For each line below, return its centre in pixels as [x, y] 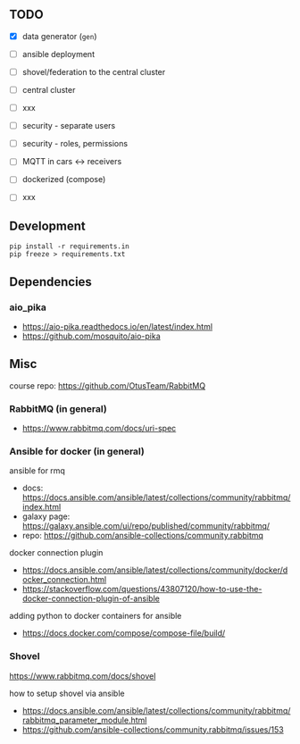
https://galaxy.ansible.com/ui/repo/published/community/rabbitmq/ [146, 526]
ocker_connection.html [64, 580]
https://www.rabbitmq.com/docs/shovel [83, 676]
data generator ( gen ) [59, 36]
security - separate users [69, 126]
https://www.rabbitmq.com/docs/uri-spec [99, 429]
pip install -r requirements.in [69, 247]
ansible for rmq [37, 471]
